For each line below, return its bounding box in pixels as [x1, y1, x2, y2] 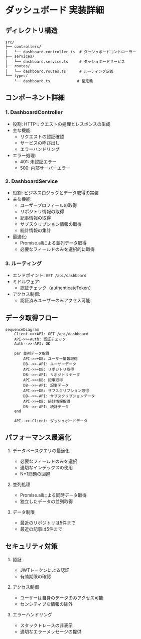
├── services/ [5, 54, 35, 59]
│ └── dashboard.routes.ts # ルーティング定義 [5, 69, 114, 74]
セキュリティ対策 [5, 542, 58, 551]
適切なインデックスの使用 [20, 464, 73, 470]
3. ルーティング [5, 260, 42, 267]
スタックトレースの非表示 [20, 622, 73, 628]
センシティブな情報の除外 [20, 601, 73, 607]
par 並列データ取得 [14, 351, 50, 356]
